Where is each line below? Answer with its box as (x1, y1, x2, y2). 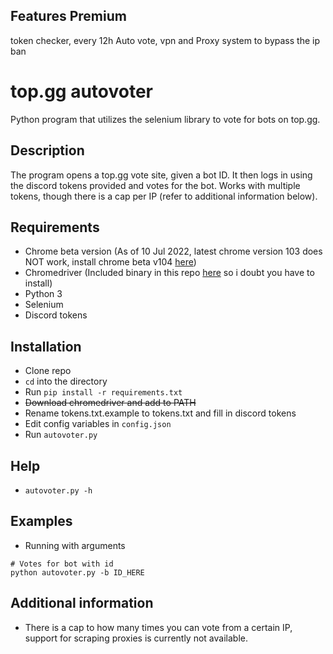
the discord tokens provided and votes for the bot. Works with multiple (10, 179, 301, 191)
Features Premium (10, 8, 127, 25)
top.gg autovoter (10, 80, 154, 103)
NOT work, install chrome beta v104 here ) (24, 256, 197, 268)
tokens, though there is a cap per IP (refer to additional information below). (10, 190, 318, 202)
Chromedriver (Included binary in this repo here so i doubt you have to (24, 267, 315, 279)
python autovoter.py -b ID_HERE (10, 567, 145, 578)
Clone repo (24, 365, 72, 377)
